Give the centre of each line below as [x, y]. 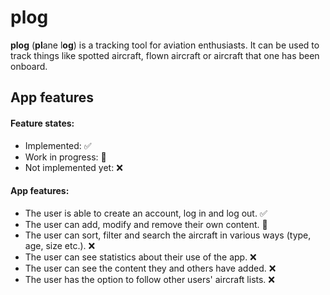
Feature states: [42, 123]
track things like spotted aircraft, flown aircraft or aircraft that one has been [165, 55]
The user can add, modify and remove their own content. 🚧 [146, 224]
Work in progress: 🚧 [65, 157]
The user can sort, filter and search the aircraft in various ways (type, [168, 235]
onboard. [29, 66]
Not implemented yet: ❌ [73, 167]
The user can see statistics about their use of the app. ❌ [140, 257]
